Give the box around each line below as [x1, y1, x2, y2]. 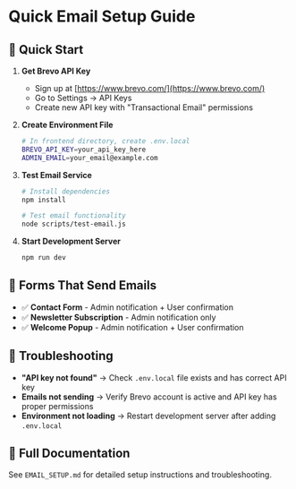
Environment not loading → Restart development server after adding [21, 410, 276, 421]
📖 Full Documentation [8, 446, 131, 461]
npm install [21, 195, 66, 204]
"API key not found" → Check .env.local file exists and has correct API [21, 372, 287, 382]
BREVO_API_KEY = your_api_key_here [21, 145, 147, 154]
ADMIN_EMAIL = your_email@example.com [21, 153, 158, 162]
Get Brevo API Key [21, 65, 91, 76]
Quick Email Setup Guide [8, 6, 196, 27]
